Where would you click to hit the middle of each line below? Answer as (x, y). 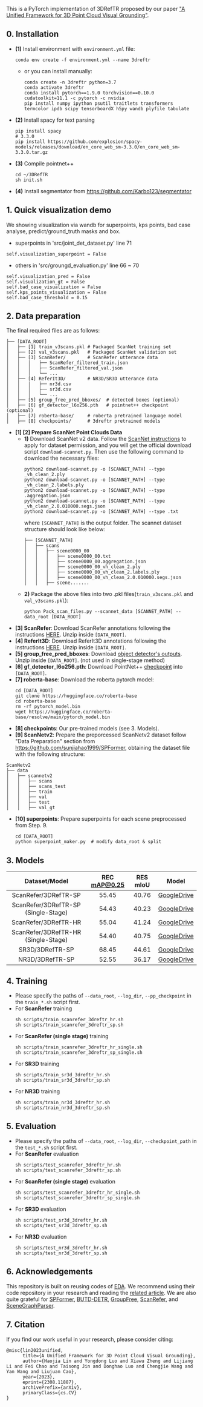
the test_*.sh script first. (46, 1147)
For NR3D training (37, 1091)
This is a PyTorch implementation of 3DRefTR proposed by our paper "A (96, 9)
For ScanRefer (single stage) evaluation (65, 1181)
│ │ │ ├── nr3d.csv (39, 384)
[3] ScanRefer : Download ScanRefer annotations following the (93, 628)
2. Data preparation (43, 316)
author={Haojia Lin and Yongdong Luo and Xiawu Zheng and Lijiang (108, 1361)
